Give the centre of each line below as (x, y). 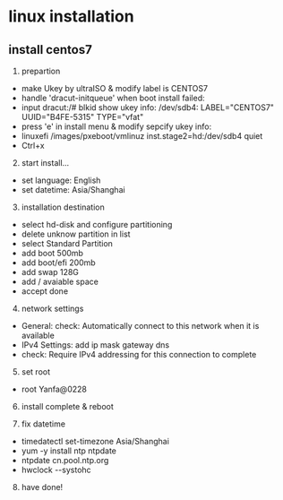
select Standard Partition (67, 243)
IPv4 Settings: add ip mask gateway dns (95, 345)
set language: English (61, 180)
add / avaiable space (60, 281)
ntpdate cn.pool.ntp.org (65, 460)
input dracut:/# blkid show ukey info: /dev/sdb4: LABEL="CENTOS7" (148, 108)
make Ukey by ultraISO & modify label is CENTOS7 (114, 88)
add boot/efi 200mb (58, 263)
